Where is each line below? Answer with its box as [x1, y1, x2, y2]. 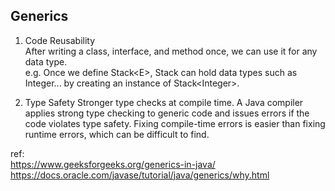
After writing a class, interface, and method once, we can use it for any [24, 45, 318, 57]
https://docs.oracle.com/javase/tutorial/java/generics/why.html [10, 169, 270, 181]
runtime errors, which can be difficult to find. [24, 128, 210, 140]
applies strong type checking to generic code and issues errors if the [24, 107, 310, 119]
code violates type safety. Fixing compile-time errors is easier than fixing [24, 117, 326, 129]
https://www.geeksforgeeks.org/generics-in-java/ [10, 158, 216, 170]
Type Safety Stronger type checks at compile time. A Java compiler [24, 96, 304, 108]
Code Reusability [24, 34, 96, 46]
